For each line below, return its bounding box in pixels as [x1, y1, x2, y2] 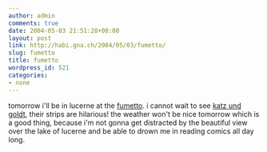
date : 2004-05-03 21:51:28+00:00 [8, 26, 120, 34]
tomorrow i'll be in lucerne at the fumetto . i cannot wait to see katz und [8, 101, 241, 110]
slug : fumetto [8, 49, 56, 57]
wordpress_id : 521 [8, 64, 70, 72]
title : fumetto [8, 57, 59, 65]
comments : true [8, 19, 59, 27]
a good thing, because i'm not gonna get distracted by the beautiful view [8, 118, 248, 127]
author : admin [8, 11, 56, 20]
